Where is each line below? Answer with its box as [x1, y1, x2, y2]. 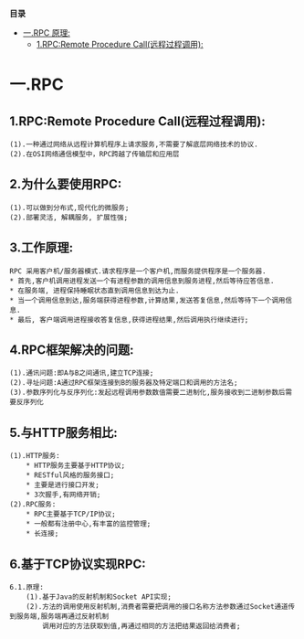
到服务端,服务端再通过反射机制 [9, 612, 110, 622]
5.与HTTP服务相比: [9, 424, 118, 441]
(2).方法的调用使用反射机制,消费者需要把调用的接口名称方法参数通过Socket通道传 [26, 602, 295, 612]
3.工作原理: [9, 240, 74, 256]
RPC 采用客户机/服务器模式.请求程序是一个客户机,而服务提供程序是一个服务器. [9, 266, 267, 276]
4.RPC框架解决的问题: [9, 342, 134, 358]
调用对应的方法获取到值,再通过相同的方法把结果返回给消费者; [42, 622, 241, 631]
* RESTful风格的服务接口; [26, 471, 115, 480]
